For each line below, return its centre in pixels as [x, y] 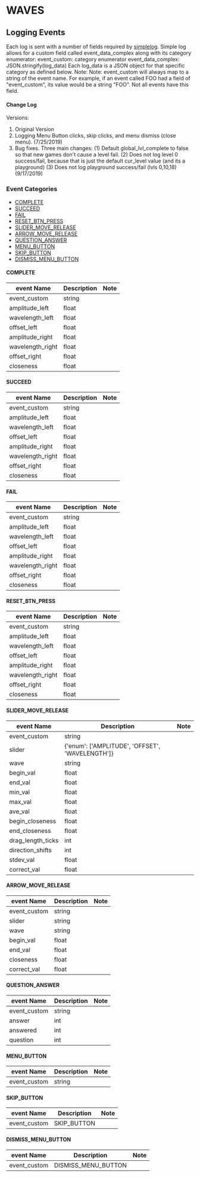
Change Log [21, 104]
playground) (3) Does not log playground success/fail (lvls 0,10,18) [96, 167]
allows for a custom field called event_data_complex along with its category [99, 53]
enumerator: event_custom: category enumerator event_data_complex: [93, 59]
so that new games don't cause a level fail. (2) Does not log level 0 [96, 155]
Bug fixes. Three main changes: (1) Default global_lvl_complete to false [101, 148]
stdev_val [22, 860]
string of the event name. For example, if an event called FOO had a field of [98, 78]
